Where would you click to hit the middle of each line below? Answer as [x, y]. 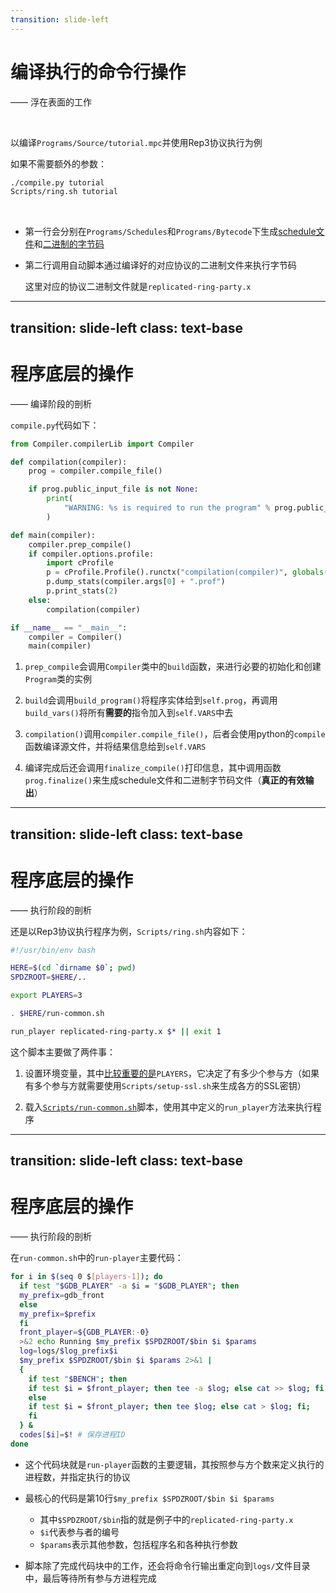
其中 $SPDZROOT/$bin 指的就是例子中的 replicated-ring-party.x [166, 1519]
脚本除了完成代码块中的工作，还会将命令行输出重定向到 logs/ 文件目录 [167, 1565]
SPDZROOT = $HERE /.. [48, 977]
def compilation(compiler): [69, 462]
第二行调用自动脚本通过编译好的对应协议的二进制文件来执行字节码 [160, 265]
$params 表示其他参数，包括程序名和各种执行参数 [138, 1544]
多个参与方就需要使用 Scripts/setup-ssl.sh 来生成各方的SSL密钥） [170, 1085]
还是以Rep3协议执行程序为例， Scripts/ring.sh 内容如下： [129, 931]
